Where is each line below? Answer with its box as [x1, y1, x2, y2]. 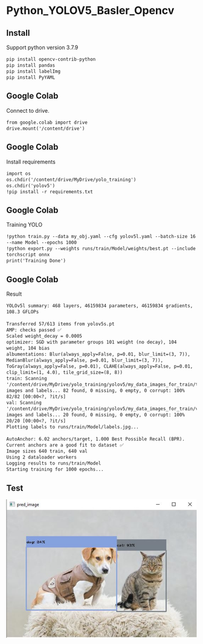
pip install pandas [6, 62, 56, 68]
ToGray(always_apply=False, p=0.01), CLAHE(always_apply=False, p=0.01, [6, 363, 193, 370]
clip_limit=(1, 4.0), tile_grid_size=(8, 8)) [6, 370, 123, 376]
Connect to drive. [6, 107, 50, 114]
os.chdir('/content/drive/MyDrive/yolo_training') [6, 176, 137, 182]
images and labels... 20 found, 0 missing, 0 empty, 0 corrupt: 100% [6, 412, 185, 418]
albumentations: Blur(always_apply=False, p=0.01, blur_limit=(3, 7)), [6, 351, 190, 357]
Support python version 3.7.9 [6, 44, 79, 51]
